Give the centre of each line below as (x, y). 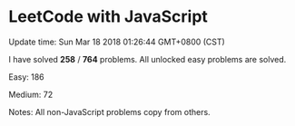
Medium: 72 (31, 94)
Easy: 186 (26, 77)
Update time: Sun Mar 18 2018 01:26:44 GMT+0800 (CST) (117, 42)
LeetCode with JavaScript (108, 17)
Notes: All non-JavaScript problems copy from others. (109, 111)
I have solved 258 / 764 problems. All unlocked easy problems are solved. (147, 59)
